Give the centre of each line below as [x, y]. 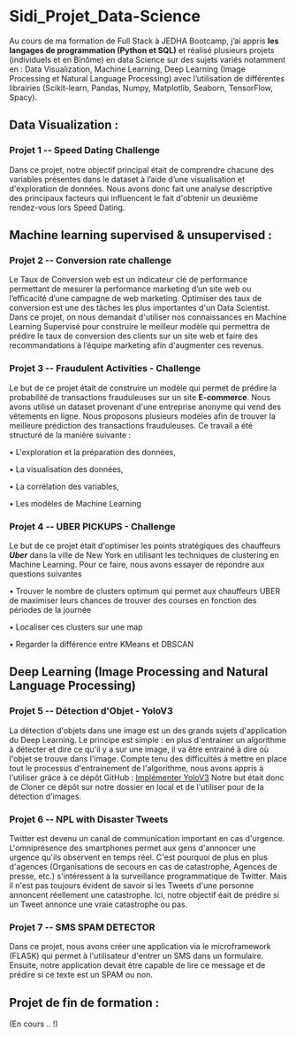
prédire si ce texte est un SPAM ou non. [81, 975]
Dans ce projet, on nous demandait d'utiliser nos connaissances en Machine [148, 317]
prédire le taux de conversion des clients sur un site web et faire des [134, 336]
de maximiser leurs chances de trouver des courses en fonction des [133, 600]
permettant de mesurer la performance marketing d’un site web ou [130, 289]
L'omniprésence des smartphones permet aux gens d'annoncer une [133, 847]
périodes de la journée [50, 609]
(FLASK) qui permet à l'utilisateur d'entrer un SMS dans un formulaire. [137, 956]
